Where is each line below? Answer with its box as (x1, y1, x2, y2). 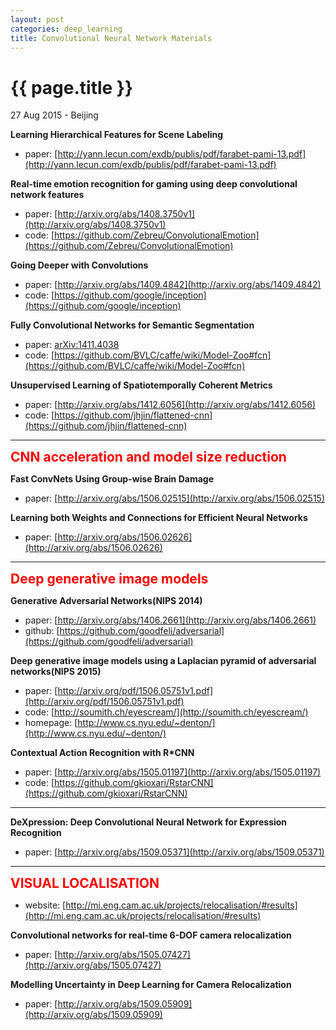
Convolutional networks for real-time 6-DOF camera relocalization (10, 929, 292, 941)
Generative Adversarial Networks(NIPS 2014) (10, 595, 203, 607)
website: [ (24, 899, 67, 911)
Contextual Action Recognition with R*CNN (10, 747, 195, 759)
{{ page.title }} (10, 76, 134, 99)
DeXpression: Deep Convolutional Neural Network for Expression (10, 816, 288, 828)
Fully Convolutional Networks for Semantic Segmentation (10, 319, 255, 331)
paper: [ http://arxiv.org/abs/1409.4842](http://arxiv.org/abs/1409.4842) (24, 279, 322, 291)
